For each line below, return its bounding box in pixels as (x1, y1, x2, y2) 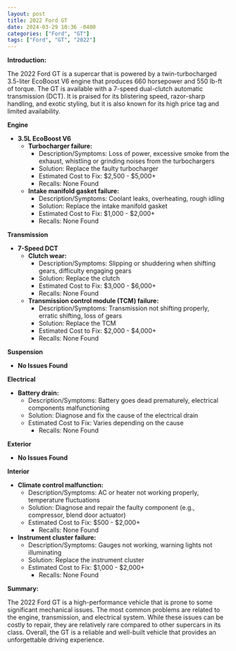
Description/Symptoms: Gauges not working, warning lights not (27, 541, 213, 549)
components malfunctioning (27, 403, 110, 413)
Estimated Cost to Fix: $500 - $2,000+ (27, 518, 141, 527)
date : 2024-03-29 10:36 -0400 (7, 23, 97, 30)
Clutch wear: (27, 252, 67, 260)
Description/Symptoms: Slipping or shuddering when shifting (38, 259, 216, 268)
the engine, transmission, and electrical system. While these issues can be (7, 613, 224, 621)
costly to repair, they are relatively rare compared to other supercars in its (7, 621, 221, 629)
